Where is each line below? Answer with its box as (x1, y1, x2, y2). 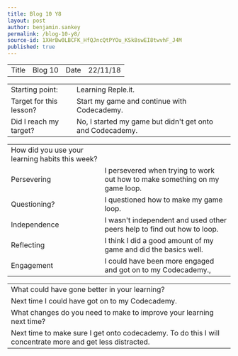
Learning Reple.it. (76, 85, 135, 95)
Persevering (11, 175, 52, 184)
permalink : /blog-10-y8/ (7, 30, 81, 38)
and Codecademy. (76, 126, 138, 135)
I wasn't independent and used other (104, 215, 227, 225)
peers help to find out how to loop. (104, 225, 219, 234)
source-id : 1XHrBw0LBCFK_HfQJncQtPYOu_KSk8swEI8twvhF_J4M (7, 37, 182, 44)
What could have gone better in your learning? (11, 285, 165, 294)
